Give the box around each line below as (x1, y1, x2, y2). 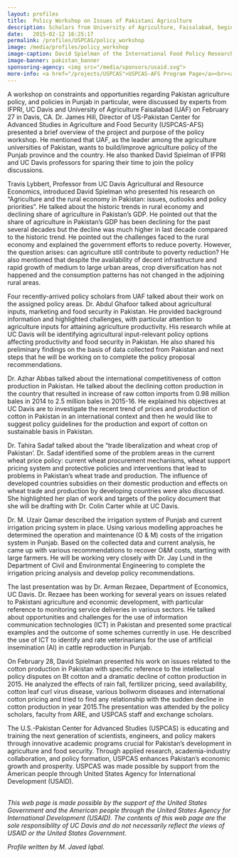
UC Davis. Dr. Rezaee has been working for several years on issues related (7, 590, 226, 598)
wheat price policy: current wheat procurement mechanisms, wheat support (7, 456, 230, 465)
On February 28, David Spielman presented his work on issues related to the (7, 657, 231, 665)
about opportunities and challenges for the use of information (7, 612, 188, 621)
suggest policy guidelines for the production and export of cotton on (7, 419, 208, 428)
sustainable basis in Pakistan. (7, 427, 94, 435)
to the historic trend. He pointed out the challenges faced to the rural (7, 233, 209, 241)
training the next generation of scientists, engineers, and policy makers (7, 731, 216, 740)
